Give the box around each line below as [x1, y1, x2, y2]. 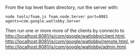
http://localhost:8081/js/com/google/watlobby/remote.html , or [5, 38, 135, 44]
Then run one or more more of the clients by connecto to [5, 28, 125, 34]
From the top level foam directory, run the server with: [5, 5, 119, 10]
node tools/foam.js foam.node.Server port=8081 [5, 14, 108, 19]
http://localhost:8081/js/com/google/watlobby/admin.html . [5, 44, 127, 50]
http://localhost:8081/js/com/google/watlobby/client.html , [5, 33, 126, 39]
